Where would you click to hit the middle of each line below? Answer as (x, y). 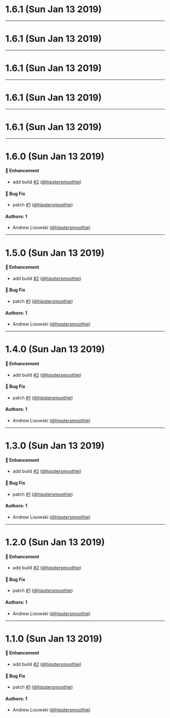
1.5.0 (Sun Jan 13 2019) (55, 253)
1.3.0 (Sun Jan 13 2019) (55, 446)
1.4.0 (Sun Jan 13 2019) (55, 349)
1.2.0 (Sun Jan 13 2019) (55, 542)
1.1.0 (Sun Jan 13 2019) (54, 639)
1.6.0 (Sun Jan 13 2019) (55, 156)
